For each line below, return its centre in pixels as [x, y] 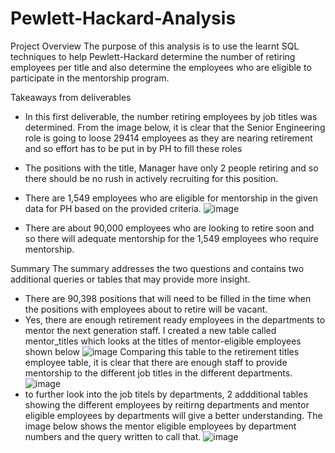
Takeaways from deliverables [71, 97]
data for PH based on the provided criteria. [113, 208]
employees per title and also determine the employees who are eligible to [161, 67]
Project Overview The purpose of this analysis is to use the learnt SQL [155, 46]
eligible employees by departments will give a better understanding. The [173, 415]
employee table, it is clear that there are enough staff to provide [156, 362]
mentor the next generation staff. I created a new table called [150, 330]
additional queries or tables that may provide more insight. [130, 279]
